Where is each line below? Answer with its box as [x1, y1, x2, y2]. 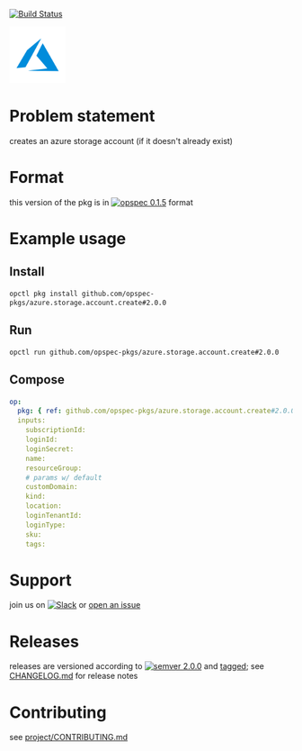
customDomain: [25, 483, 78, 492]
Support [9, 570, 72, 590]
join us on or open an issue [9, 600, 141, 611]
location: [25, 502, 63, 511]
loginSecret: [25, 444, 75, 454]
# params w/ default [25, 473, 102, 482]
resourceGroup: [25, 464, 83, 473]
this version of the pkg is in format [9, 196, 193, 207]
